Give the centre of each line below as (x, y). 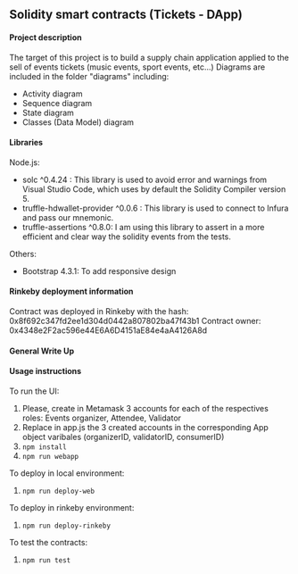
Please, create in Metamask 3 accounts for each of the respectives (145, 408)
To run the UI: (34, 391)
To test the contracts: (48, 542)
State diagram (48, 112)
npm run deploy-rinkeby (66, 526)
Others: (23, 254)
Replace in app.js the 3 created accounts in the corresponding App (145, 427)
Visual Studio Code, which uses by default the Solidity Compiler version (154, 189)
